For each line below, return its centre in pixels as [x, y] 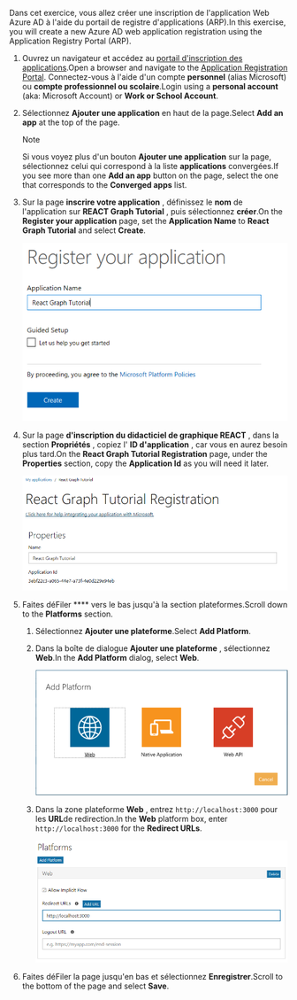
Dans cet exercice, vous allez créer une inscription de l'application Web [139, 13]
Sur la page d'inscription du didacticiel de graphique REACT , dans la [150, 435]
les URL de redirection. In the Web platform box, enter [131, 819]
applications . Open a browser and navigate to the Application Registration [155, 67]
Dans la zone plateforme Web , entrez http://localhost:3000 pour [156, 810]
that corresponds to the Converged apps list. [104, 185]
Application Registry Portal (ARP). [70, 41]
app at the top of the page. [71, 122]
